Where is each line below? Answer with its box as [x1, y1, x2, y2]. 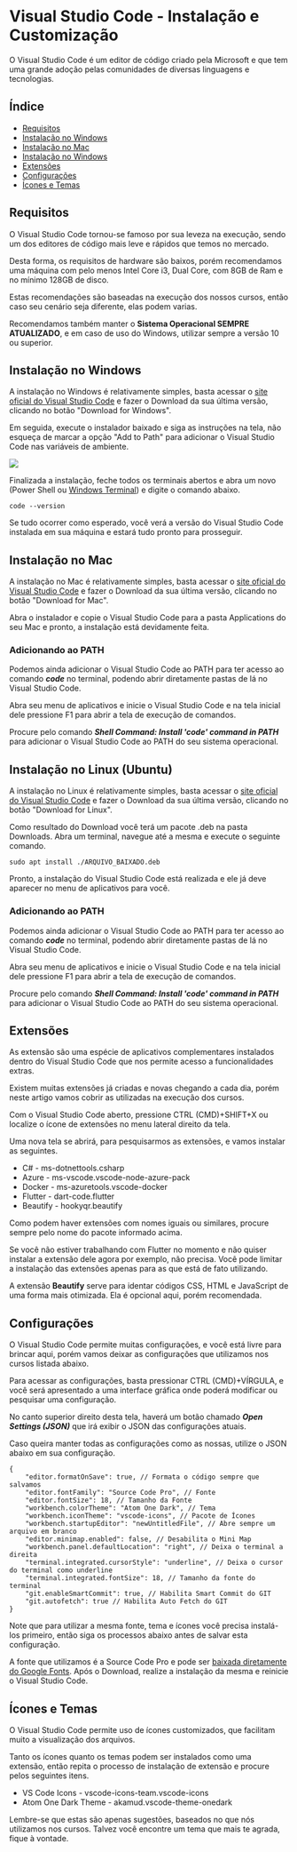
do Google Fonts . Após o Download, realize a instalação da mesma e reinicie [9, 1666, 289, 1677]
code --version [9, 502, 66, 511]
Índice [9, 100, 44, 115]
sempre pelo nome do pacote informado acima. [9, 1227, 184, 1238]
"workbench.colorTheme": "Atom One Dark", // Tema [25, 1504, 216, 1513]
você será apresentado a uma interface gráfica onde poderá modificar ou [9, 1385, 277, 1396]
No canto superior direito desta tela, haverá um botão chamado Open [9, 1411, 263, 1423]
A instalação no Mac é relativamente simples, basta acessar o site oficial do [9, 576, 286, 587]
